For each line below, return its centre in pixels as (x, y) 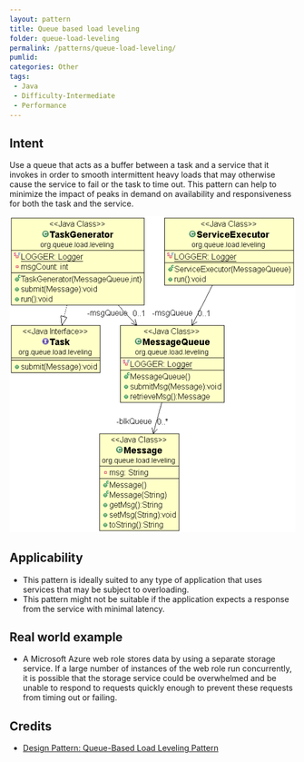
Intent (26, 143)
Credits (31, 726)
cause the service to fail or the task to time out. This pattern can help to (143, 184)
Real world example (66, 637)
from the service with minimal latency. (93, 609)
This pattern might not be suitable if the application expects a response (156, 599)
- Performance (40, 105)
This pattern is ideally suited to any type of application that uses (142, 579)
